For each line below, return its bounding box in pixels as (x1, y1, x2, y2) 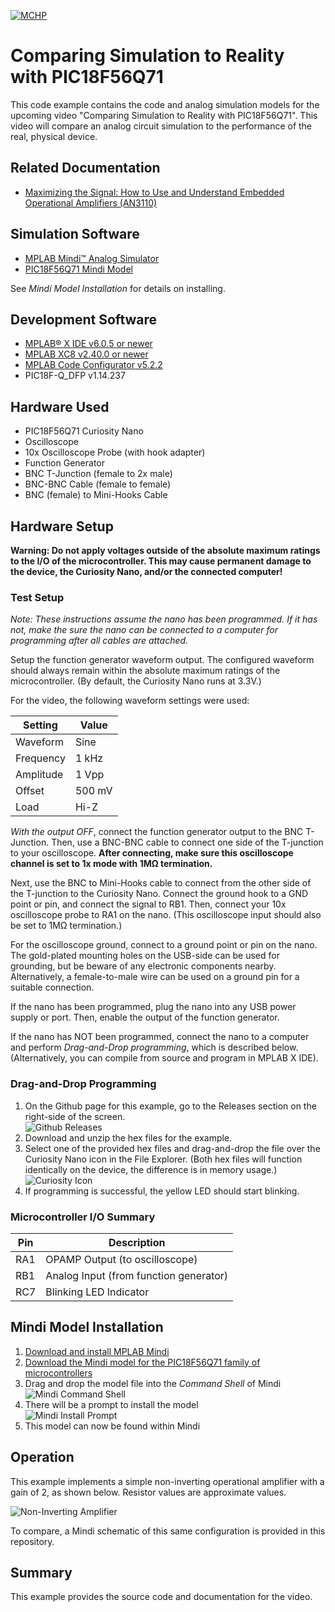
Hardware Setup (10, 518, 114, 535)
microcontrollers (24, 1366, 93, 1379)
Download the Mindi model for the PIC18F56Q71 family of (24, 1356, 261, 1368)
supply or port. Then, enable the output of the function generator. (10, 1011, 280, 1024)
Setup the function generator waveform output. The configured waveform (10, 654, 315, 666)
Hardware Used (10, 398, 110, 415)
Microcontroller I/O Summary (10, 1210, 156, 1224)
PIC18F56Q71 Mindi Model (24, 263, 133, 275)
